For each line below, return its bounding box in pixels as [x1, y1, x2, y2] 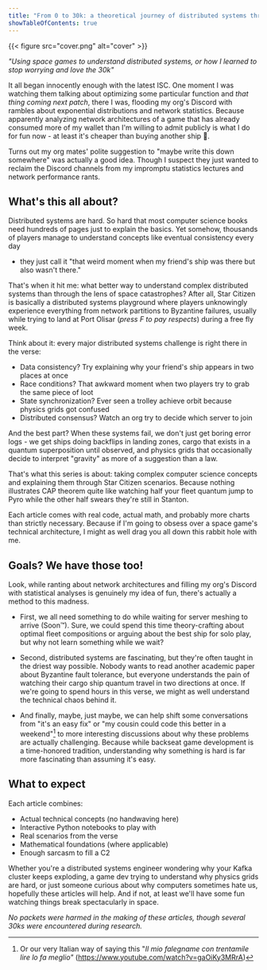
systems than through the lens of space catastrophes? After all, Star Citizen [8, 289, 256, 299]
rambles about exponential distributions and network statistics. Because [8, 105, 245, 115]
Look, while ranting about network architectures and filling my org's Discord [8, 580, 257, 589]
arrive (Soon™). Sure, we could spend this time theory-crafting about [19, 620, 245, 630]
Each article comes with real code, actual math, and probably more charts [8, 510, 250, 520]
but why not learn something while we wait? [19, 638, 164, 647]
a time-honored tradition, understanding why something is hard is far [19, 745, 246, 755]
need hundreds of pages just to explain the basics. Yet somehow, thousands [8, 225, 258, 234]
